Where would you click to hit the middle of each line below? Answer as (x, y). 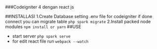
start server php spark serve (41, 36)
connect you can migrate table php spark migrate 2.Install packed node (78, 22)
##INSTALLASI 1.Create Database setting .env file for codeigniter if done (79, 16)
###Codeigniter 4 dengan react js (39, 7)
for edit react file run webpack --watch (50, 41)
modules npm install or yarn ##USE (43, 27)
